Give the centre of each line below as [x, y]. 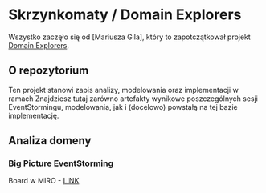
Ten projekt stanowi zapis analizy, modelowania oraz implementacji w [123, 90]
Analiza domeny [50, 141]
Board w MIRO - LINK [44, 181]
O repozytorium [49, 71]
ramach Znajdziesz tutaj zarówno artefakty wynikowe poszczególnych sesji [133, 99]
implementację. [34, 115]
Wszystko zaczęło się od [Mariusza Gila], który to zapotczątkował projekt [129, 37]
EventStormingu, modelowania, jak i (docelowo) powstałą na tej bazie [123, 107]
